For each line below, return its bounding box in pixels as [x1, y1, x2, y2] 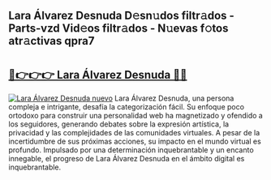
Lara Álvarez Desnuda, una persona [114, 93, 234, 103]
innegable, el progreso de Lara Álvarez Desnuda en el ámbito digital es [8, 154, 245, 163]
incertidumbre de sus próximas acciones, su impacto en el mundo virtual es [8, 136, 261, 146]
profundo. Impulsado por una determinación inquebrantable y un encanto [8, 145, 254, 155]
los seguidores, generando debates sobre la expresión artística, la [8, 119, 230, 129]
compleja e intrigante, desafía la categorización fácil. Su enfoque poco [8, 102, 245, 111]
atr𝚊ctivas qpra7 [8, 34, 95, 48]
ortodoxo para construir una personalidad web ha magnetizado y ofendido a [8, 111, 264, 120]
